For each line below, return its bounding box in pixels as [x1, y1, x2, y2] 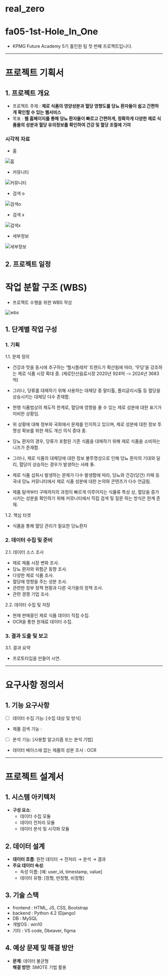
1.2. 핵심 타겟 [5, 512, 31, 518]
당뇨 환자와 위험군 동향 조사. [12, 566, 67, 572]
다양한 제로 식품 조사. [12, 572, 54, 578]
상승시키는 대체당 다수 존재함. [12, 394, 70, 400]
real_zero [5, 3, 45, 15]
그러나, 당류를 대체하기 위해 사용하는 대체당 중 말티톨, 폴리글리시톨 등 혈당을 [12, 387, 161, 394]
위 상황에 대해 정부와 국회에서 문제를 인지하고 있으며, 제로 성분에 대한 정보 [12, 422, 156, 428]
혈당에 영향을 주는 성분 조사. [12, 578, 67, 584]
